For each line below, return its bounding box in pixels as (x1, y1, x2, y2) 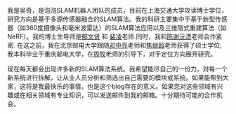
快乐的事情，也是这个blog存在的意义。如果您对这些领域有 (50, 83, 217, 90)
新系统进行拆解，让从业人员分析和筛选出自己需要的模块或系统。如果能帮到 (7, 73, 223, 82)
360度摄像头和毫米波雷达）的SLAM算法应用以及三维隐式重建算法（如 (25, 24, 227, 31)
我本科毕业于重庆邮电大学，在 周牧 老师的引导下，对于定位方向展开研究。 (7, 50, 216, 58)
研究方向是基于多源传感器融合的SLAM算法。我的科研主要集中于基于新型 (7, 15, 216, 23)
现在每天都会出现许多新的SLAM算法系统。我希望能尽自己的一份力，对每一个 (7, 65, 228, 73)
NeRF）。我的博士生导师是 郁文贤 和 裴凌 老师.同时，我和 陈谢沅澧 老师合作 (7, 32, 216, 41)
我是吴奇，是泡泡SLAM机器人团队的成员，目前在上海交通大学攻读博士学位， (7, 6, 228, 14)
